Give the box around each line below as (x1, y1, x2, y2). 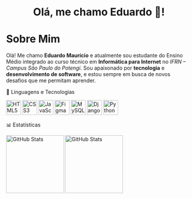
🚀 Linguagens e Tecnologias (6, 89, 75, 96)
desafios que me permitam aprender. (6, 77, 96, 84)
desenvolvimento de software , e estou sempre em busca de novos (6, 71, 171, 78)
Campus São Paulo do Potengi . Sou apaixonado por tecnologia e (6, 64, 165, 71)
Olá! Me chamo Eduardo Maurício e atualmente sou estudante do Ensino (6, 52, 183, 59)
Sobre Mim (6, 32, 61, 46)
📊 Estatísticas (6, 121, 41, 129)
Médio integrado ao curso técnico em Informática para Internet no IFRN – (6, 58, 186, 66)
